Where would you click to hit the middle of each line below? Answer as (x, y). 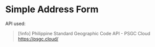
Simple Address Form (52, 9)
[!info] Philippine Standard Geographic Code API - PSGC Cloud (84, 33)
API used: (15, 24)
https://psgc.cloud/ (38, 39)
